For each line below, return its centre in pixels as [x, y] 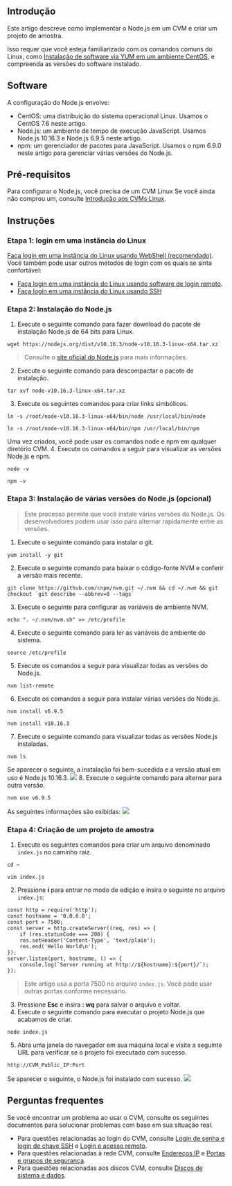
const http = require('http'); [52, 910]
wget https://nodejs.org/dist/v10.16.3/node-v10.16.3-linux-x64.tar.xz [113, 344]
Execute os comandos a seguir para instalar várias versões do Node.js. [118, 699]
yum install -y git [35, 555]
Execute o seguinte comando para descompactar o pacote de [105, 371]
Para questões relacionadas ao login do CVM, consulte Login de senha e [121, 1138]
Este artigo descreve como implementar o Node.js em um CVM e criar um [113, 28]
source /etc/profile [37, 653]
